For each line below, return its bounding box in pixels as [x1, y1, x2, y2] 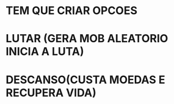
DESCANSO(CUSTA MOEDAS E [5, 73, 165, 86]
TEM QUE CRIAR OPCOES [5, 4, 138, 18]
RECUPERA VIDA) [5, 86, 96, 100]
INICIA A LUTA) [5, 45, 84, 59]
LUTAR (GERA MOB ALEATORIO [5, 32, 169, 46]
